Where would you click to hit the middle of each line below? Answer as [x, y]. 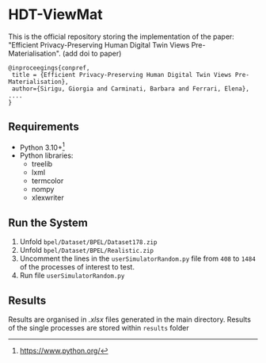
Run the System [48, 222]
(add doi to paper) [92, 53]
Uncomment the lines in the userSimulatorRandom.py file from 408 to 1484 [137, 258]
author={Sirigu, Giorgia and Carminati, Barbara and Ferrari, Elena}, [130, 89]
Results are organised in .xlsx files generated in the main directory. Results [130, 319]
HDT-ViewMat [55, 15]
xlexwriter [48, 198]
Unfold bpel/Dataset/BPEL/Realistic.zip [87, 250]
